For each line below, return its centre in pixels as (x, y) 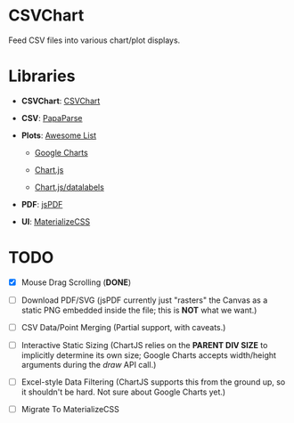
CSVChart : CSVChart (61, 101)
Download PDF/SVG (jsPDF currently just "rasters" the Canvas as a (144, 300)
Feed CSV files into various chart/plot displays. (94, 40)
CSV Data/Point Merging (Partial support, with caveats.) (123, 327)
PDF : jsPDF (42, 204)
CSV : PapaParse (52, 118)
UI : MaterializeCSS (56, 221)
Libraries (42, 76)
